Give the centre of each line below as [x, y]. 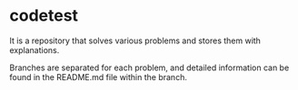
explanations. [35, 49]
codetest [44, 16]
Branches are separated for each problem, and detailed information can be [149, 67]
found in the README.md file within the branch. [99, 76]
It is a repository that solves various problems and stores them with [135, 40]
